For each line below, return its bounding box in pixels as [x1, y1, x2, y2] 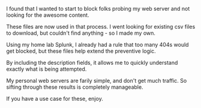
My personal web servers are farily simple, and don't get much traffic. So [6, 77, 187, 84]
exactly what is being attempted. [6, 65, 87, 73]
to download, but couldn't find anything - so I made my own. [6, 29, 156, 37]
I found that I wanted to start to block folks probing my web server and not [6, 5, 190, 12]
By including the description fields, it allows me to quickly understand [6, 59, 178, 66]
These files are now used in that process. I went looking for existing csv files [6, 23, 196, 30]
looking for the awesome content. [6, 11, 89, 19]
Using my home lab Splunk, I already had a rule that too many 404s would [6, 41, 189, 48]
